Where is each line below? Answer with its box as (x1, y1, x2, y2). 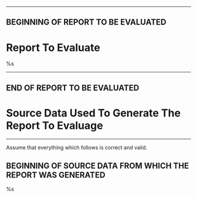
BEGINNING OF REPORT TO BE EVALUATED (6, 17, 167, 27)
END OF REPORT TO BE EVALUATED (6, 83, 140, 93)
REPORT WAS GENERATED (6, 170, 106, 180)
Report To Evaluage (6, 119, 104, 132)
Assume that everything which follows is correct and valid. (6, 143, 148, 151)
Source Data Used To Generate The (6, 106, 181, 119)
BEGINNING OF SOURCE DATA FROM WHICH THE (6, 161, 189, 171)
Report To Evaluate (6, 41, 101, 54)
